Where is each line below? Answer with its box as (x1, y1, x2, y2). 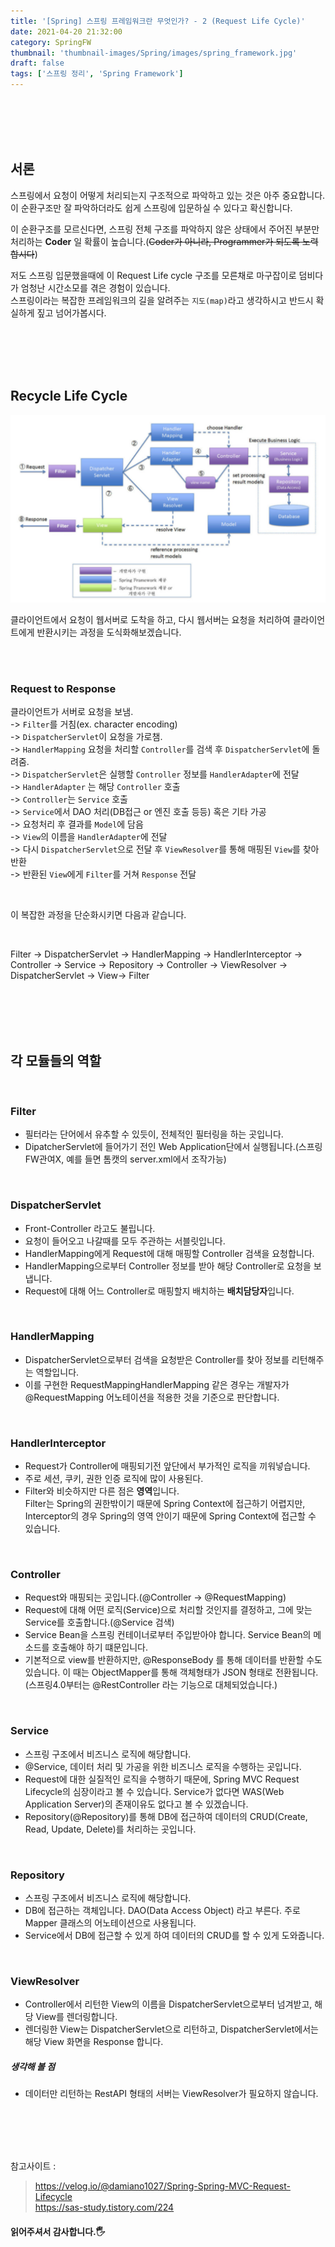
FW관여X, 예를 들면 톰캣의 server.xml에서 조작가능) (24, 1153, 227, 1165)
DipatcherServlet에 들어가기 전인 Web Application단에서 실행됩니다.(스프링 (24, 1141, 323, 1153)
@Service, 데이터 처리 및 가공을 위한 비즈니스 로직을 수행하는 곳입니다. (24, 1760, 302, 1772)
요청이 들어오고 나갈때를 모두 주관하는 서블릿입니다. (24, 1235, 226, 1247)
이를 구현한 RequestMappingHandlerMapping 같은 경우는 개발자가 (24, 1378, 290, 1390)
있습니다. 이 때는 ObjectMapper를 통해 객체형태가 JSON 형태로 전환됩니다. (24, 1666, 319, 1679)
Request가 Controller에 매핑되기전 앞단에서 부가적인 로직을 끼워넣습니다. (24, 1460, 311, 1472)
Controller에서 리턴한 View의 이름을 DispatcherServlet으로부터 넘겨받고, (24, 1998, 313, 2010)
